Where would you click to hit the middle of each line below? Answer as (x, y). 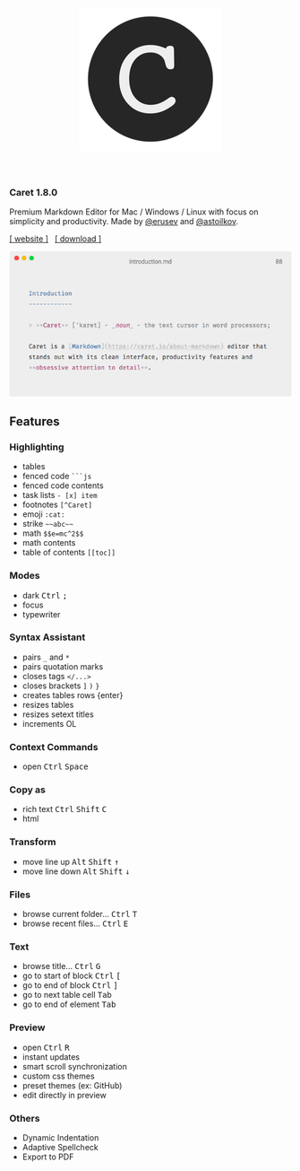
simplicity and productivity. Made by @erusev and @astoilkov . (124, 222)
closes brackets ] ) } (61, 686)
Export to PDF (48, 1157)
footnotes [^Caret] (57, 505)
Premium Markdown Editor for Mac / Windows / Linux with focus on (134, 212)
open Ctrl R (46, 1047)
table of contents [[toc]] (69, 553)
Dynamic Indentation (60, 1137)
